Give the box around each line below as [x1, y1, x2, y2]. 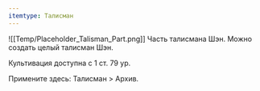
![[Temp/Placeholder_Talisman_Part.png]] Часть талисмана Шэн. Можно [8, 34, 252, 43]
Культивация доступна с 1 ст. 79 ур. [8, 58, 131, 68]
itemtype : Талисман [8, 11, 74, 20]
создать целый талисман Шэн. [8, 42, 114, 52]
